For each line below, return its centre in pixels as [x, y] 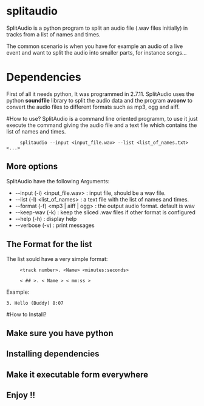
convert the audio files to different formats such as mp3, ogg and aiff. [93, 107]
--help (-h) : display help [46, 218]
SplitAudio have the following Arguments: [58, 181]
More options [32, 167]
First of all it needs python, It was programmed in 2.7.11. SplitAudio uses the [100, 94]
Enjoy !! [21, 395]
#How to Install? [26, 314]
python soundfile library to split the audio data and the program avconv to [100, 100]
